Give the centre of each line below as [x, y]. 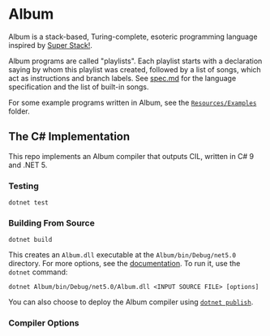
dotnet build [30, 240]
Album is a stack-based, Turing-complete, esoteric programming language [133, 37]
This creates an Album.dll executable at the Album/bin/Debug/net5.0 [122, 255]
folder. [19, 111]
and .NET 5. [28, 165]
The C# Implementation [69, 137]
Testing [24, 186]
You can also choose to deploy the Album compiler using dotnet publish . [131, 302]
